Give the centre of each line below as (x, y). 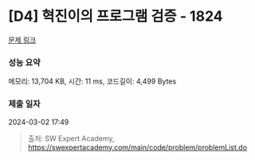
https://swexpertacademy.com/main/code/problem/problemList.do (137, 147)
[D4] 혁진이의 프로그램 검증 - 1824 (116, 16)
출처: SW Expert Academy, (71, 138)
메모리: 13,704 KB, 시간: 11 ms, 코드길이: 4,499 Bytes (92, 81)
